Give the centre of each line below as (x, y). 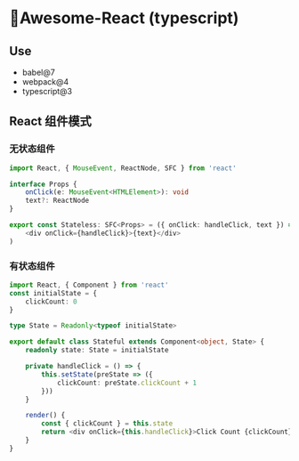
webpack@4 (45, 82)
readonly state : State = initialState (97, 351)
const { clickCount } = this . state (107, 424)
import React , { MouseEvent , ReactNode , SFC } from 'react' (123, 168)
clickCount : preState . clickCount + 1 (127, 383)
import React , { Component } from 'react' (89, 285)
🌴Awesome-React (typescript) (124, 18)
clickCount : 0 (51, 302)
